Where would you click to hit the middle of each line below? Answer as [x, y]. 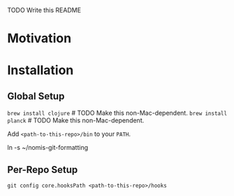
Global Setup [36, 96]
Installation [41, 70]
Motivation [39, 38]
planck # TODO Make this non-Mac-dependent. [76, 120]
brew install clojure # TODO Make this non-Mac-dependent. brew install [117, 113]
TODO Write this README [44, 10]
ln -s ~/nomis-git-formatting [48, 148]
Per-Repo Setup [43, 170]
